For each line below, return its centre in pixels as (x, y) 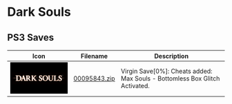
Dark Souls (39, 12)
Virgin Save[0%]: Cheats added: (166, 71)
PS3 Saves (30, 38)
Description (171, 56)
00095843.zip (94, 79)
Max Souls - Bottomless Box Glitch (170, 79)
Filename (94, 56)
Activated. (135, 86)
